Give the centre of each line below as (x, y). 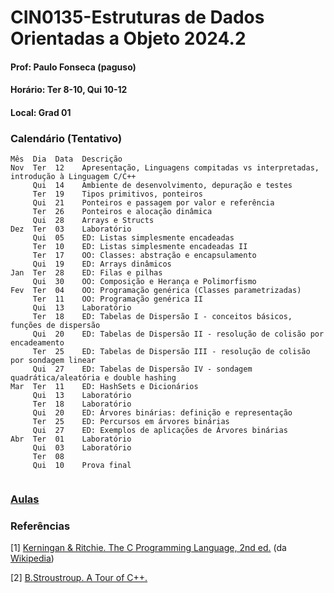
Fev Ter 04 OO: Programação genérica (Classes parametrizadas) (156, 291)
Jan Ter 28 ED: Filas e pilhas (86, 273)
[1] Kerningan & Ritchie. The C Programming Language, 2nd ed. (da (148, 548)
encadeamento (37, 343)
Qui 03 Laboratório (82, 448)
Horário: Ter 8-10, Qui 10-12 (69, 90)
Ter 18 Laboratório (82, 404)
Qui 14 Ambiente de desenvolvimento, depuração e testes (162, 186)
